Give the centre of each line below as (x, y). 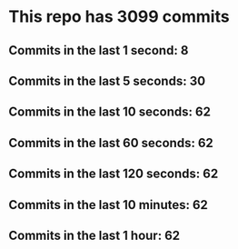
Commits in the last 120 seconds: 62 (114, 174)
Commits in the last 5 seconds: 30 (107, 80)
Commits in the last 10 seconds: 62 (109, 112)
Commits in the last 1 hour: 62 (94, 235)
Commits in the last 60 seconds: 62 (111, 143)
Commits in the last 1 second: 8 (99, 50)
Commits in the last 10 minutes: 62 (108, 205)
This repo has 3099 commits (119, 17)
